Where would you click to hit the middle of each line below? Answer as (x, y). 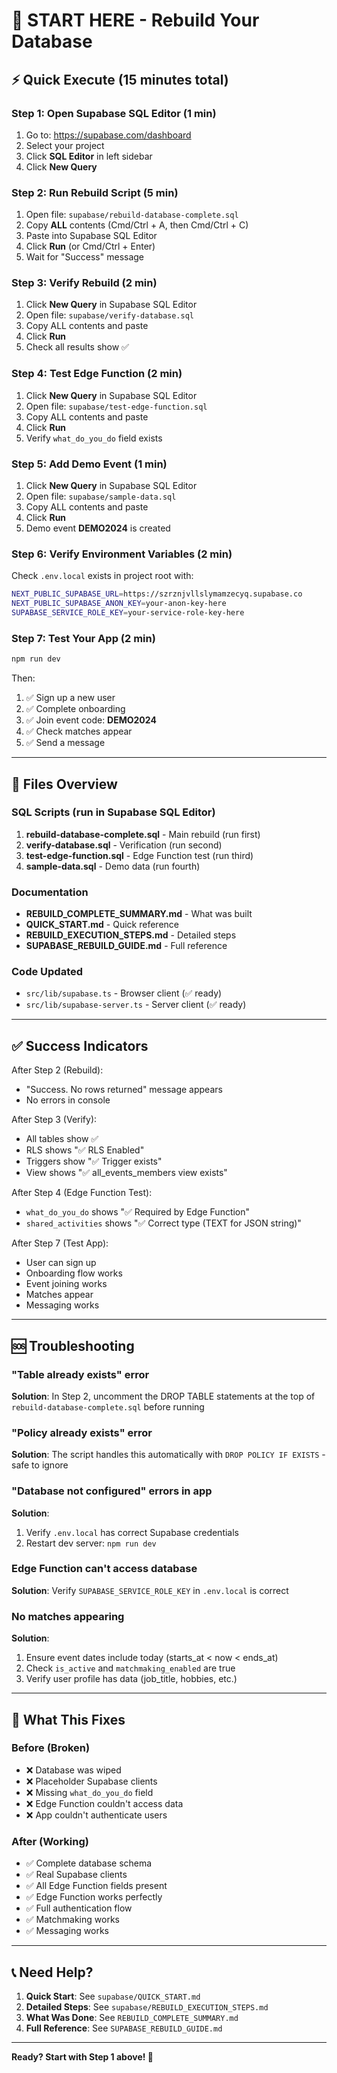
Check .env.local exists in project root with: (102, 576)
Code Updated (47, 972)
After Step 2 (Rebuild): (57, 1070)
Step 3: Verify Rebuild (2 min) (84, 283)
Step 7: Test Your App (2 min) (83, 638)
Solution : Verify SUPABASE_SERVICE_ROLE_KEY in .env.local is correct (150, 1590)
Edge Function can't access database (104, 1569)
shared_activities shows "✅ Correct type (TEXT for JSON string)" (163, 1223)
